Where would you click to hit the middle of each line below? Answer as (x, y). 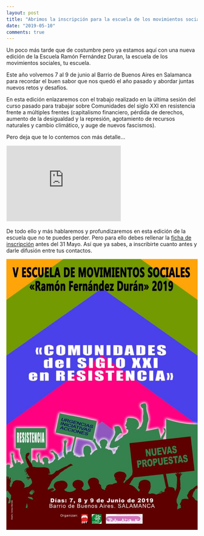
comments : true (25, 32)
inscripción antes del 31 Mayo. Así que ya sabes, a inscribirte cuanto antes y (102, 244)
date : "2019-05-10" (31, 26)
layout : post (23, 13)
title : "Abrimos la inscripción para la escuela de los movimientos (95, 19)
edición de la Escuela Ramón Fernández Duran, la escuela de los (87, 57)
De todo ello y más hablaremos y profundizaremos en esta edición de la (96, 232)
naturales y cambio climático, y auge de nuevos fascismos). (81, 125)
